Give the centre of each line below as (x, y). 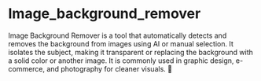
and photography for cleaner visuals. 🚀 (110, 68)
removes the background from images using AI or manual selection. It (121, 43)
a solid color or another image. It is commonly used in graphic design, (121, 61)
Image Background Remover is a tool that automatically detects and (118, 35)
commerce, (27, 68)
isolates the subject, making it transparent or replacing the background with (130, 52)
